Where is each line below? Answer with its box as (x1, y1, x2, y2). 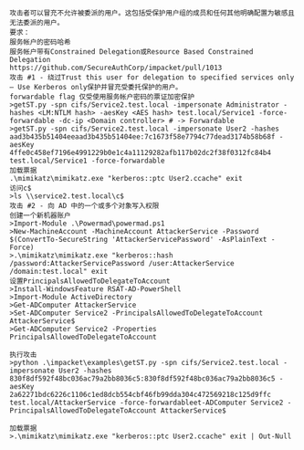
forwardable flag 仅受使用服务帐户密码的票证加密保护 (9, 92, 194, 101)
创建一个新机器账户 (9, 211, 71, 220)
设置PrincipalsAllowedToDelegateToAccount (9, 277, 171, 286)
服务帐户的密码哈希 (9, 37, 71, 47)
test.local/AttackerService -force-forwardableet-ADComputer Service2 (9, 398, 284, 407)
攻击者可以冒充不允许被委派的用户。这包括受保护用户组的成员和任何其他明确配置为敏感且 (9, 8, 295, 17)
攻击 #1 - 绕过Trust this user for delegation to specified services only (9, 73, 295, 82)
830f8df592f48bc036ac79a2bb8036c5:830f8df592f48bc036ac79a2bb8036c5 (9, 374, 276, 383)
